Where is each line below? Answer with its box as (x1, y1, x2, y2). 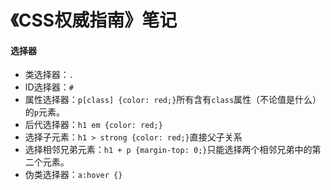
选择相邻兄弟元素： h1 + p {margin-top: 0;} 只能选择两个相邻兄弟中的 (24, 144, 313, 156)
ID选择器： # (24, 81, 74, 93)
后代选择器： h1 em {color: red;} (24, 119, 163, 131)
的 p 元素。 (24, 106, 65, 118)
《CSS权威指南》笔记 (10, 9, 178, 32)
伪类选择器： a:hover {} (24, 169, 123, 181)
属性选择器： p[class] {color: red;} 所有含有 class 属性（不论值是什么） (24, 94, 322, 106)
